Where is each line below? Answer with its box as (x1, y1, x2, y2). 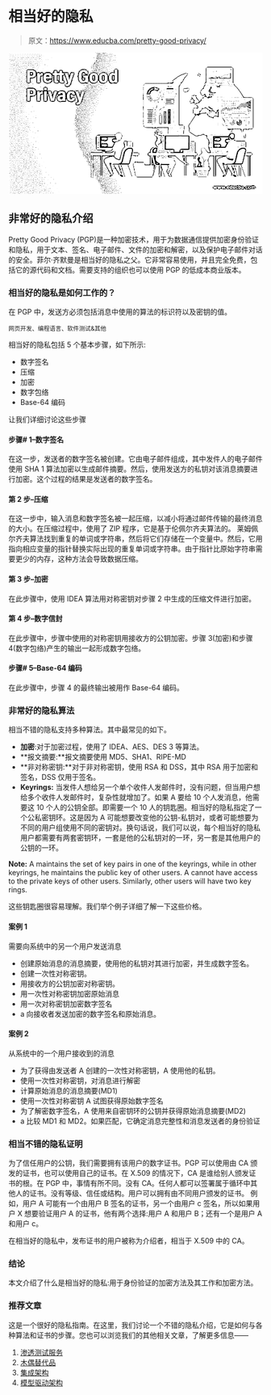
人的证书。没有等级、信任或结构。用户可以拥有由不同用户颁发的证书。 (15, 1189, 248, 1199)
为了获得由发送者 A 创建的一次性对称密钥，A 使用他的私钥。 (19, 1065, 220, 1075)
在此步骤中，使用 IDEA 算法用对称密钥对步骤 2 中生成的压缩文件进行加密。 (8, 593, 256, 603)
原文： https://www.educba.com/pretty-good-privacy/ (27, 36, 207, 45)
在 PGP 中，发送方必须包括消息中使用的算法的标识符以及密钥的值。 (8, 307, 232, 317)
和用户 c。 (8, 1219, 43, 1229)
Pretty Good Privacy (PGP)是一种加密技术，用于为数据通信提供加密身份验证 (8, 234, 260, 244)
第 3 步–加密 (8, 575, 48, 584)
